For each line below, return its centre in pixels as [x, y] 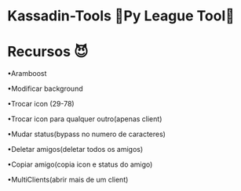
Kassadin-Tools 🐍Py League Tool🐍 [121, 16]
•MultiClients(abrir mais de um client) [68, 180]
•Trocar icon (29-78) [41, 104]
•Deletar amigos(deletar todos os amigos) [75, 150]
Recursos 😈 [48, 52]
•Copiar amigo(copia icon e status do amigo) [80, 164]
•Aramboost [27, 74]
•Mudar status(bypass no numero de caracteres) [87, 134]
